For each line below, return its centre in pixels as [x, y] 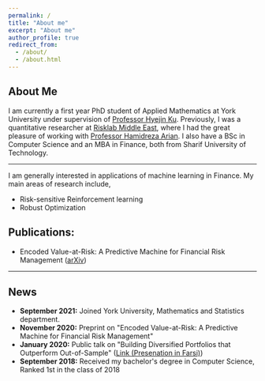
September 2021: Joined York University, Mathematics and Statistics [132, 311]
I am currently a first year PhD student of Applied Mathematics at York [122, 111]
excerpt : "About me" [42, 30]
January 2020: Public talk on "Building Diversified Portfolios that [125, 345]
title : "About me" [38, 23]
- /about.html [38, 60]
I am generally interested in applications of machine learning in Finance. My [131, 175]
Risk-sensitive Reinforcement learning [81, 199]
